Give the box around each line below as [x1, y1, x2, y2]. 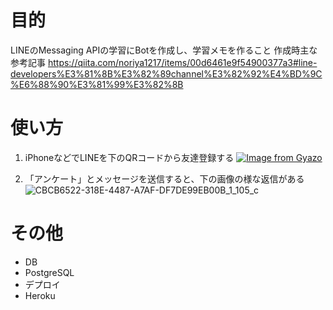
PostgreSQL [24, 266, 75, 278]
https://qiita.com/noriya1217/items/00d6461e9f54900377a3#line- [47, 56, 318, 68]
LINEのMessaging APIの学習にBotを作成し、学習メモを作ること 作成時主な [10, 44, 318, 56]
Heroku [24, 289, 56, 301]
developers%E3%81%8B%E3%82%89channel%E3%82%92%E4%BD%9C [10, 67, 323, 80]
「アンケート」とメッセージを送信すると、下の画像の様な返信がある [24, 172, 305, 185]
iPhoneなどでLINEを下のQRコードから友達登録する [24, 151, 235, 163]
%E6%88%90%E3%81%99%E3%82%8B [10, 78, 184, 90]
